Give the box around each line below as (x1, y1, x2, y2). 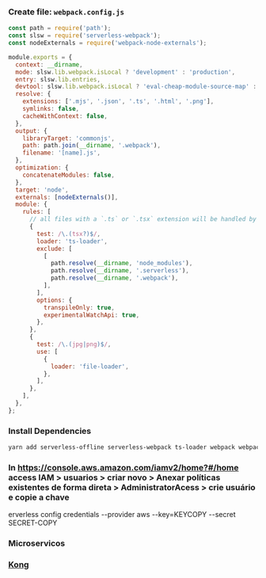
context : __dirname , (15, 60, 83, 69)
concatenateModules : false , (22, 171, 115, 179)
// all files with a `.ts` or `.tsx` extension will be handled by (28, 215, 257, 223)
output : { (15, 127, 47, 135)
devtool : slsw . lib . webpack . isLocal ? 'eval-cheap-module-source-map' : (15, 82, 257, 91)
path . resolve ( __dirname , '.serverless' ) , (50, 267, 190, 275)
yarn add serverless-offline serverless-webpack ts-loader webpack (8, 443, 236, 451)
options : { (36, 296, 73, 304)
